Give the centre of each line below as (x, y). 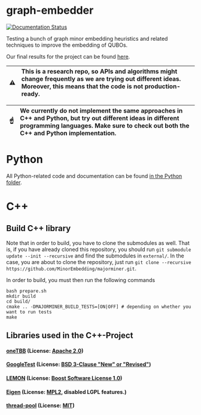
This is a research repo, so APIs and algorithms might (99, 71)
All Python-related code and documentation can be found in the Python (94, 176)
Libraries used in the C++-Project (70, 336)
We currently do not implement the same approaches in (101, 110)
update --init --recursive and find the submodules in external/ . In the (95, 256)
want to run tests (29, 312)
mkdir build (21, 296)
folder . (14, 182)
